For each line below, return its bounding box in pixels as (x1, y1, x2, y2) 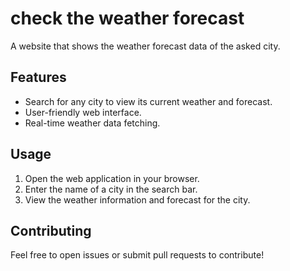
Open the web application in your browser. (24, 172, 200, 184)
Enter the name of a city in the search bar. (24, 183, 198, 195)
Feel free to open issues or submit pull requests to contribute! (10, 249, 265, 261)
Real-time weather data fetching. (24, 117, 161, 129)
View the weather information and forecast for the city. (24, 193, 251, 206)
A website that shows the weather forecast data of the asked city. (10, 40, 281, 52)
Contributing (10, 222, 92, 239)
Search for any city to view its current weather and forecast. (24, 95, 273, 107)
